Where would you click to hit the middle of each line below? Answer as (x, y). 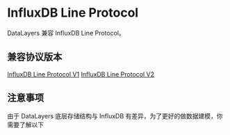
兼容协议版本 (35, 57)
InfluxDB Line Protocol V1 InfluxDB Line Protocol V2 (81, 74)
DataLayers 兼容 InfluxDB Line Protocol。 (66, 33)
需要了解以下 (25, 125)
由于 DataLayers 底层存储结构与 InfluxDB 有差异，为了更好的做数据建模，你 (115, 116)
